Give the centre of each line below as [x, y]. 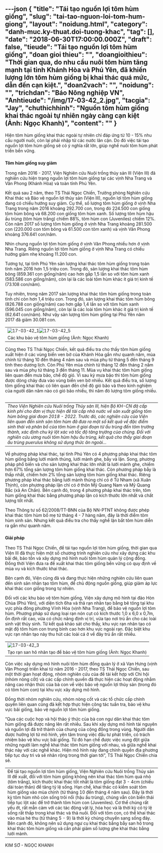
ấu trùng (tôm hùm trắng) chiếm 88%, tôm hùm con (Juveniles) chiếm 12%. [80, 219]
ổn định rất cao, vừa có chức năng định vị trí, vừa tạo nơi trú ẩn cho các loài [81, 619]
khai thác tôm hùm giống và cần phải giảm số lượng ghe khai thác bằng [78, 829]
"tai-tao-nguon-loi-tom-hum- [99, 17]
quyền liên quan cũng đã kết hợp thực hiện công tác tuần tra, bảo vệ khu [78, 704]
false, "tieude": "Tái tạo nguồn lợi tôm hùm [71, 47]
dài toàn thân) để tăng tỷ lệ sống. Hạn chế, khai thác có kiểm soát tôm [77, 787]
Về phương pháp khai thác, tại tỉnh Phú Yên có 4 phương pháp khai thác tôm [81, 454]
